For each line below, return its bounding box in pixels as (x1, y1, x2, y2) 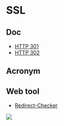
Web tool (6, 86, 40, 96)
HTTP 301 (14, 43, 39, 50)
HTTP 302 (14, 49, 40, 56)
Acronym (6, 66, 41, 76)
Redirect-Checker (14, 102, 58, 109)
